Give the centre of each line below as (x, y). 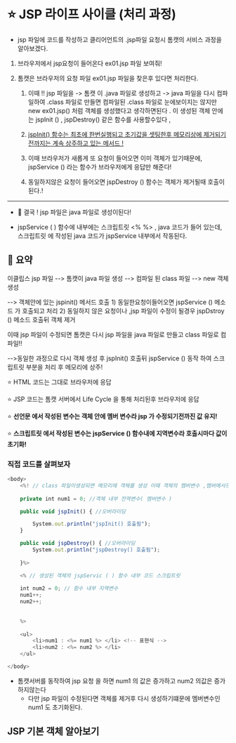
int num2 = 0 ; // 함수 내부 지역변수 (69, 589)
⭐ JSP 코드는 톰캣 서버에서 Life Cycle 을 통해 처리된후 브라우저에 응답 (103, 399)
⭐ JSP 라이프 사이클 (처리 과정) (92, 14)
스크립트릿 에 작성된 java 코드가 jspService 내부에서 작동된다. (102, 235)
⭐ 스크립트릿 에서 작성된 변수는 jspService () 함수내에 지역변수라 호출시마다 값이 (117, 433)
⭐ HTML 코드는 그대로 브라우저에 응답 (59, 382)
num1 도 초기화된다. (55, 707)
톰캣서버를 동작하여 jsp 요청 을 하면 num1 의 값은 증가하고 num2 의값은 (115, 680)
